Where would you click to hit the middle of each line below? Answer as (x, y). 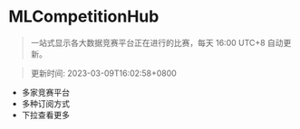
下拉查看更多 (45, 115)
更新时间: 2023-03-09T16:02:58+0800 (104, 73)
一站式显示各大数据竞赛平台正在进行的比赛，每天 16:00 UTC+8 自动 (157, 42)
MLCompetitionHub (84, 17)
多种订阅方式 (45, 103)
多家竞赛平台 (45, 92)
